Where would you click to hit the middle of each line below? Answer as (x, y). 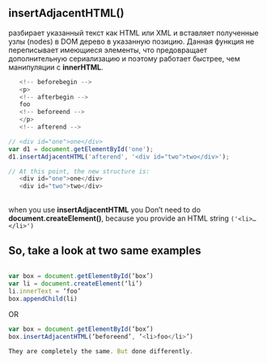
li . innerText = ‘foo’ (45, 291)
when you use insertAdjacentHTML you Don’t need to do (104, 209)
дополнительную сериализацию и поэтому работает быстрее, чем (124, 58)
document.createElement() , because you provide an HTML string (119, 218)
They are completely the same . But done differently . (101, 351)
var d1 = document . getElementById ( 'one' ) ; (81, 149)
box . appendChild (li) (43, 299)
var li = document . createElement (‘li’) (76, 284)
